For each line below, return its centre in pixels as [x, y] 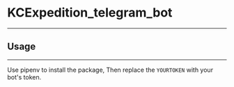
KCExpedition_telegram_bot [90, 13]
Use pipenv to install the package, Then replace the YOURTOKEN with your [110, 70]
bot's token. [24, 77]
